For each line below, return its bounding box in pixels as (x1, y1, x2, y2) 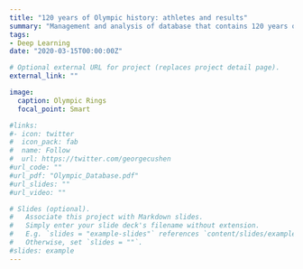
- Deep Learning (9, 38, 70, 48)
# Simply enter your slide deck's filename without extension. (9, 221, 260, 230)
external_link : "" (9, 71, 78, 81)
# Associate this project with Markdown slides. (9, 213, 204, 222)
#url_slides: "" (9, 180, 70, 189)
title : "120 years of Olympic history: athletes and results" (9, 13, 248, 23)
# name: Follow (9, 146, 70, 155)
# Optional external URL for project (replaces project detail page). (9, 63, 280, 72)
